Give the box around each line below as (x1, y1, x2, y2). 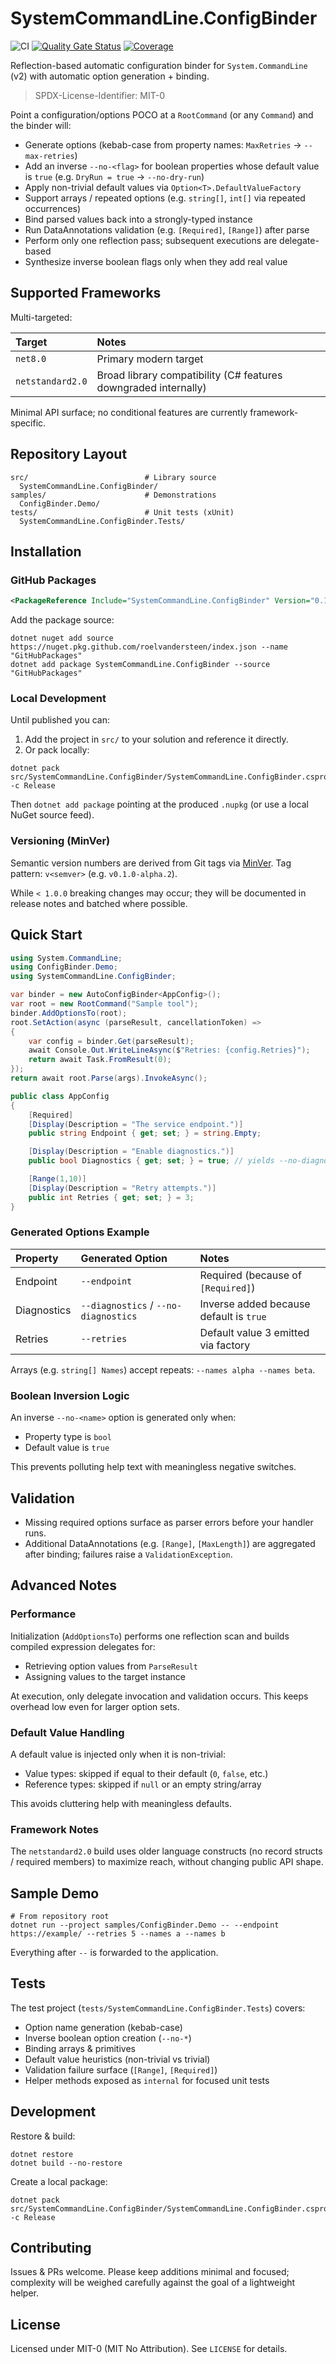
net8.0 (15, 353, 47, 364)
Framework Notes (10, 1822, 99, 1836)
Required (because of (199, 1268, 302, 1282)
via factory (199, 1338, 251, 1352)
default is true (199, 1309, 267, 1323)
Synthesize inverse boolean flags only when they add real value (24, 255, 288, 267)
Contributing (10, 2240, 92, 2257)
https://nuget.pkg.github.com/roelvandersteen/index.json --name (10, 642, 288, 652)
